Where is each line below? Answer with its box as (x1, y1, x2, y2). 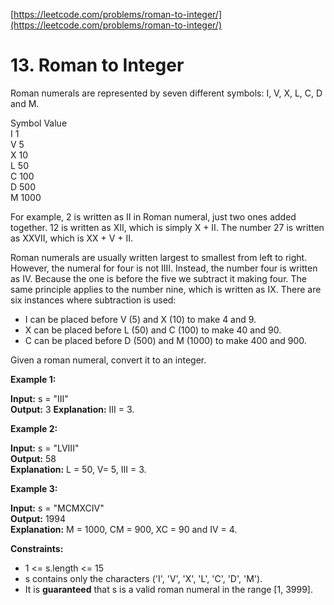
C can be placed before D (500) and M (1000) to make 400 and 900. (24, 334, 307, 346)
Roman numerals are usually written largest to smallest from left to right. (10, 251, 308, 263)
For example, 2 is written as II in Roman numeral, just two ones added (10, 210, 297, 223)
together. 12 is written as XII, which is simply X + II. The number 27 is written (10, 221, 325, 233)
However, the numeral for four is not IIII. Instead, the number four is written (10, 262, 318, 274)
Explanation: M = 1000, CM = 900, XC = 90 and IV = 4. (10, 523, 238, 535)
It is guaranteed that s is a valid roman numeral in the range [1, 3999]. (24, 583, 313, 595)
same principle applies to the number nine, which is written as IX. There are (10, 283, 322, 295)
